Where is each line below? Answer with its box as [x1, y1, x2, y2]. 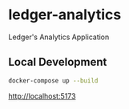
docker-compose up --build [8, 76, 99, 85]
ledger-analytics [8, 6, 122, 24]
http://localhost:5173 [8, 91, 76, 101]
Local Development [8, 55, 107, 69]
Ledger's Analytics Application [8, 32, 110, 42]
